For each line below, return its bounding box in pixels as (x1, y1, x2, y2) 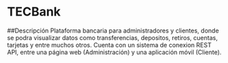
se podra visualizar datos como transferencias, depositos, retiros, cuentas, (7, 33, 218, 41)
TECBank (7, 4, 61, 20)
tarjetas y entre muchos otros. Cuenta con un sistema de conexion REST (7, 41, 212, 49)
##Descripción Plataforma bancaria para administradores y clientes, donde (7, 26, 219, 35)
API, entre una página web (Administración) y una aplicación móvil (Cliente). (7, 48, 222, 56)
